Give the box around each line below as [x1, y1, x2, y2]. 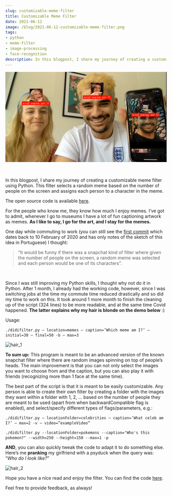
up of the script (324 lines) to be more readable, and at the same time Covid [5, 302, 166, 308]
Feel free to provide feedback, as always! [5, 485, 93, 491]
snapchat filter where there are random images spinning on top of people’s [5, 357, 163, 363]
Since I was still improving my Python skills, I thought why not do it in [5, 280, 151, 286]
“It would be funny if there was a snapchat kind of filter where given [17, 249, 161, 255]
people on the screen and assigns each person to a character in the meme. [5, 188, 164, 194]
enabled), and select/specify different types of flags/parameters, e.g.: [5, 404, 153, 411]
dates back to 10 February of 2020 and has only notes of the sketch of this [5, 234, 163, 240]
